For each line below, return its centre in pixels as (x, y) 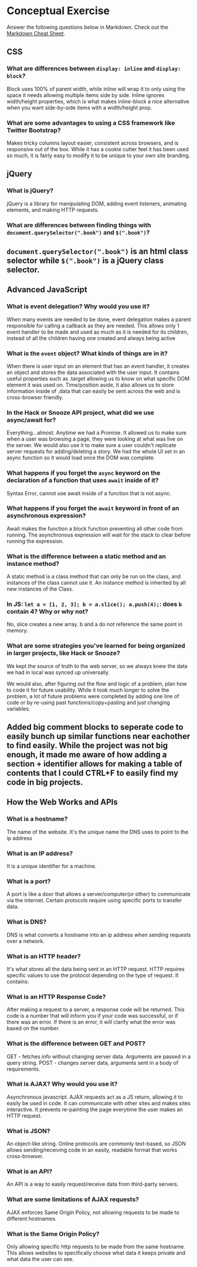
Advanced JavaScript (47, 290)
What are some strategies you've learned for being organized (96, 646)
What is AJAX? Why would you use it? (62, 1084)
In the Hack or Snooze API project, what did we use (81, 412)
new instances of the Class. (40, 589)
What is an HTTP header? (44, 956)
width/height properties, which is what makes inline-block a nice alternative (98, 101)
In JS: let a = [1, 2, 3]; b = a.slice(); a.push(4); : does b (94, 604)
